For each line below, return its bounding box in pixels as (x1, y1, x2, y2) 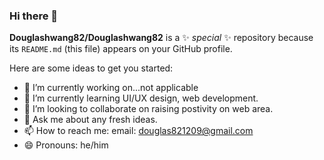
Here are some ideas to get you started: (9, 62, 174, 74)
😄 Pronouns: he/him (23, 139, 109, 151)
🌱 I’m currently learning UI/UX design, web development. (23, 92, 259, 104)
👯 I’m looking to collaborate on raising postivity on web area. (23, 103, 274, 115)
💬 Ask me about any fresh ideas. (23, 114, 158, 126)
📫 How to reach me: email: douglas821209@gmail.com (23, 125, 254, 137)
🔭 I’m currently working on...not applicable (23, 82, 199, 94)
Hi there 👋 (9, 9, 59, 23)
